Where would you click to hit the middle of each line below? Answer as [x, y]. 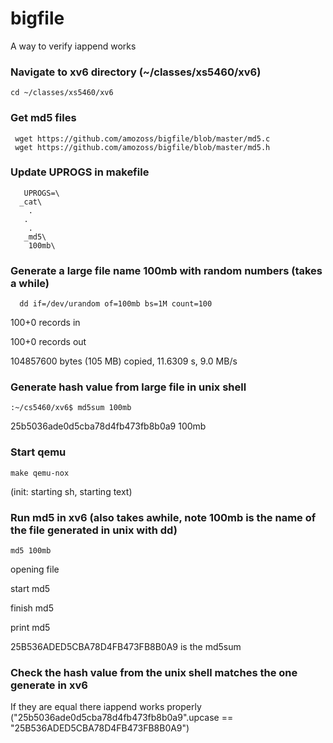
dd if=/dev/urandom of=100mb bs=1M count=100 [116, 304]
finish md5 [32, 608]
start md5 [30, 589]
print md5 [30, 628]
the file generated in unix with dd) [94, 530]
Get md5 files [43, 118]
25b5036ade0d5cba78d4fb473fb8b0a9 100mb [108, 426]
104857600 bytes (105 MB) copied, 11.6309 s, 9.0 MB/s [124, 361]
